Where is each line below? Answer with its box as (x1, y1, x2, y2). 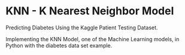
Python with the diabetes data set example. (5, 42, 113, 49)
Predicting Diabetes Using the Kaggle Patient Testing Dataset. (5, 24, 158, 31)
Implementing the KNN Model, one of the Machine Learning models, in (5, 35, 180, 42)
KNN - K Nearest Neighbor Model (5, 4, 174, 18)
